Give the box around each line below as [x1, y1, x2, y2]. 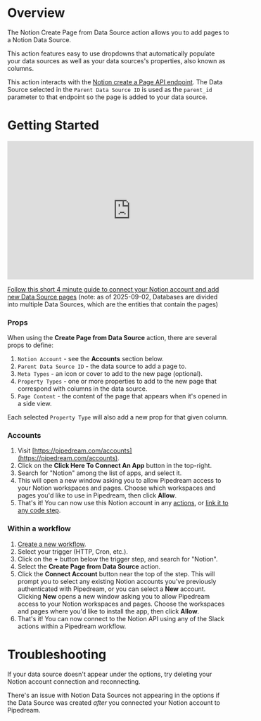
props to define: [7, 341, 54, 349]
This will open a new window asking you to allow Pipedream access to [17, 476, 222, 485]
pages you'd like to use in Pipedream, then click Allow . [17, 491, 177, 500]
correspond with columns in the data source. [17, 384, 148, 393]
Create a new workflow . [17, 540, 87, 548]
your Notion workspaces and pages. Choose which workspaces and [17, 483, 216, 493]
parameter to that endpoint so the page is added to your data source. [7, 93, 208, 101]
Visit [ [17, 446, 35, 455]
